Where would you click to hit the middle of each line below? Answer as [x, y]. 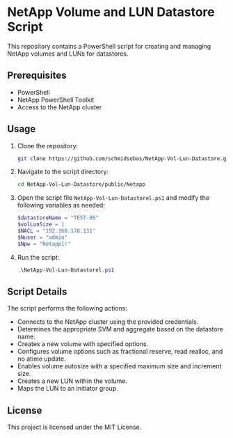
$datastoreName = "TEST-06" [58, 218]
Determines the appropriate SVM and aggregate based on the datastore [120, 329]
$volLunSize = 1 [41, 225]
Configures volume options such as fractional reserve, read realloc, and [120, 352]
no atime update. [41, 359]
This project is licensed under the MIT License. [74, 427]
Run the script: [38, 257]
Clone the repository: [48, 146]
